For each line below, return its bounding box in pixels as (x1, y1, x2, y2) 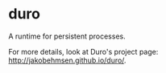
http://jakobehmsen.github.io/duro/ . (8, 55, 127, 65)
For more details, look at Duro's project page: (8, 47, 159, 56)
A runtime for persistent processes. (8, 31, 127, 41)
